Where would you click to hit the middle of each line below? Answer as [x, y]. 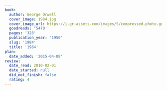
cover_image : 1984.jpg [33, 19]
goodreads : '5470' [28, 28]
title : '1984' [24, 47]
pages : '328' [23, 33]
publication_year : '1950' [36, 38]
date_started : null [29, 70]
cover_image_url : [27, 24]
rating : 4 [19, 79]
